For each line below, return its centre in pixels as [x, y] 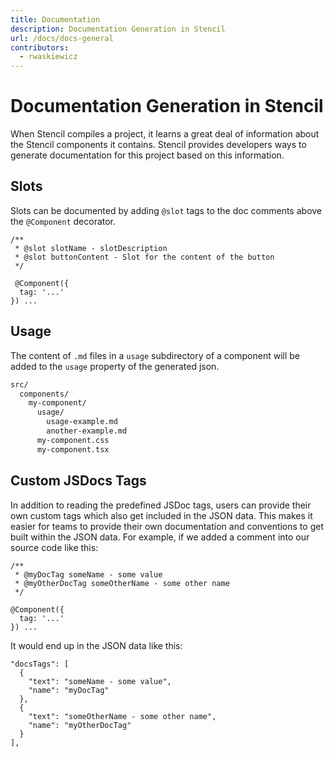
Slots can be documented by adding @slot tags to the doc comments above [166, 210]
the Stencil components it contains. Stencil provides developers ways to [158, 145]
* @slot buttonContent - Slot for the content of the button [144, 257]
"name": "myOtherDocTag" [80, 725]
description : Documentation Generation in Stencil [118, 29]
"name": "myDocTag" [69, 690]
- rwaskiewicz [48, 57]
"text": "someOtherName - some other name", [122, 716]
